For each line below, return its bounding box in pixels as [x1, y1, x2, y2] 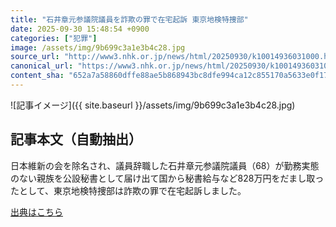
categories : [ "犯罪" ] [10, 33, 98, 43]
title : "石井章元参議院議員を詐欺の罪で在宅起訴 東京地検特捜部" [10, 14, 249, 25]
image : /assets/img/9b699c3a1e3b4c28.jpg [10, 42, 186, 53]
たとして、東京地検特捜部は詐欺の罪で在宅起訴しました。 [10, 184, 247, 196]
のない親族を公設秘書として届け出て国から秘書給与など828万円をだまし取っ [10, 172, 325, 184]
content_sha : [10, 71, 65, 81]
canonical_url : [10, 61, 74, 71]
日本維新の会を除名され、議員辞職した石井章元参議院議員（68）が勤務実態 [10, 159, 320, 171]
